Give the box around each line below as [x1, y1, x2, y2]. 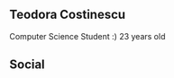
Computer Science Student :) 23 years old [9, 30, 166, 41]
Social [9, 57, 45, 73]
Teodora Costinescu [9, 7, 126, 22]
